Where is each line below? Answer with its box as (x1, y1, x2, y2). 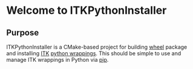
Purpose (6, 28, 39, 38)
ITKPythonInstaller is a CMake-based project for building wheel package (6, 43, 188, 50)
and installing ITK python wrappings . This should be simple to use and (6, 50, 182, 57)
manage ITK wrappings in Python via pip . (6, 56, 109, 63)
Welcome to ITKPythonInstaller (6, 4, 167, 17)
